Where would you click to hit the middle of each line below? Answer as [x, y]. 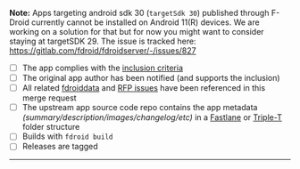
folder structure [51, 127]
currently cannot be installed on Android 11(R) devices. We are [146, 22]
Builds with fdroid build [67, 136]
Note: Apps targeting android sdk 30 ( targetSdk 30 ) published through [139, 13]
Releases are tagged [60, 147]
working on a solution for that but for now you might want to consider [137, 32]
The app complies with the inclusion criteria [103, 68]
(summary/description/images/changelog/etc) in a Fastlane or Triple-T [152, 117]
